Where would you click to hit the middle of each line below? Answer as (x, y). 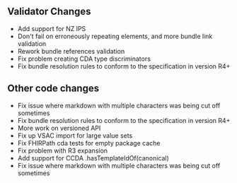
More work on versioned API (59, 128)
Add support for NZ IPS (52, 28)
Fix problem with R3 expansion (63, 150)
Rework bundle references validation (71, 51)
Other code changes (53, 89)
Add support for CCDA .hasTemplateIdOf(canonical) (93, 158)
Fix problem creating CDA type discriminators (84, 59)
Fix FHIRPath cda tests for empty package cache (89, 143)
